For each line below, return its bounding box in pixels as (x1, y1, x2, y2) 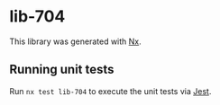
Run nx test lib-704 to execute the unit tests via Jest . (9, 85, 212, 96)
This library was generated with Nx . (9, 36, 142, 47)
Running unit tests (9, 62, 115, 77)
